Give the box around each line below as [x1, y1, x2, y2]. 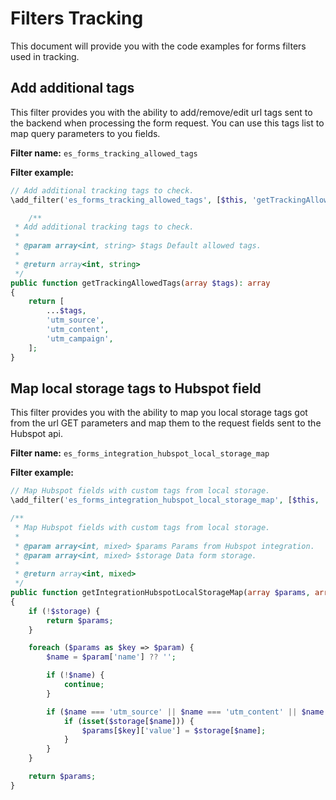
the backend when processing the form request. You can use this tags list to [10, 117, 325, 129]
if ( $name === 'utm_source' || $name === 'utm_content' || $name [46, 707, 325, 717]
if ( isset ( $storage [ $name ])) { [63, 716, 195, 726]
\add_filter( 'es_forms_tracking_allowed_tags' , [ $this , [10, 195, 248, 205]
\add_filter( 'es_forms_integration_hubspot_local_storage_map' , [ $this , [10, 495, 320, 506]
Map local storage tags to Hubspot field [10, 380, 262, 397]
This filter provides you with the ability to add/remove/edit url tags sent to [10, 106, 313, 118]
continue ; [63, 680, 105, 690]
